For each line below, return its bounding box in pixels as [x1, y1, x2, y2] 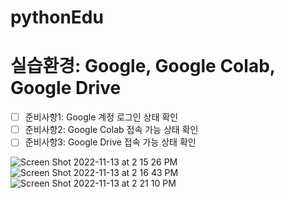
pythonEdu [10, 6, 104, 29]
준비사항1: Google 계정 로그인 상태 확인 [24, 111, 179, 123]
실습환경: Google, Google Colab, [10, 55, 276, 78]
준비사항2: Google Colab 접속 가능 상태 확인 [24, 124, 199, 136]
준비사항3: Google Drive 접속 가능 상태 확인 [24, 136, 197, 148]
